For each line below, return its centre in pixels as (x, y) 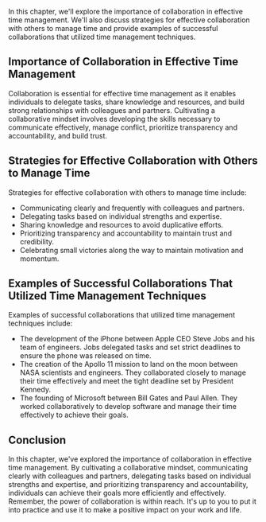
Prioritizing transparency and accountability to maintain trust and (126, 233)
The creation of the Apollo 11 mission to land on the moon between (129, 364)
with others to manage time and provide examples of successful (113, 28)
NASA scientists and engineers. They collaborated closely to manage (133, 372)
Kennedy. (35, 390)
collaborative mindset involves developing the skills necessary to (114, 119)
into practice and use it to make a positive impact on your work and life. (125, 510)
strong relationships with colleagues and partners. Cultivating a (112, 110)
